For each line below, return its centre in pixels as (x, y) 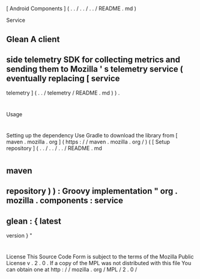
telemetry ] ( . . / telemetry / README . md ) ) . (63, 93)
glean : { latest (34, 221)
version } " (19, 236)
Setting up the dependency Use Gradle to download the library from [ (92, 135)
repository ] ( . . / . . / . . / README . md (54, 148)
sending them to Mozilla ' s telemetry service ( (95, 69)
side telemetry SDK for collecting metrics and (93, 59)
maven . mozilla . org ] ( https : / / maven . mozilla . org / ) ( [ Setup (88, 142)
